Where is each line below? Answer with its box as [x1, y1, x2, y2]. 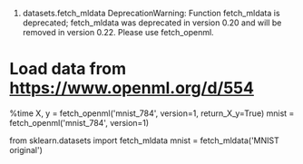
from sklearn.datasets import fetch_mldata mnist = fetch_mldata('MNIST [9, 135, 279, 146]
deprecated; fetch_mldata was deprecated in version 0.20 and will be [22, 17, 282, 28]
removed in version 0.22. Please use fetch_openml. [22, 27, 215, 37]
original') [9, 144, 43, 155]
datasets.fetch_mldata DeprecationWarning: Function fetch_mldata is [22, 8, 280, 18]
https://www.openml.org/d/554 [9, 78, 254, 99]
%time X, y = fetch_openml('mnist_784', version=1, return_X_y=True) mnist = [9, 108, 295, 119]
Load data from [9, 59, 127, 80]
